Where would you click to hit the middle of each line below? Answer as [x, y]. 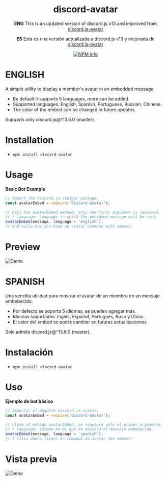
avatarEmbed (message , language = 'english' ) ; [54, 222]
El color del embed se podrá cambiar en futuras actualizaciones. [80, 322]
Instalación [29, 352]
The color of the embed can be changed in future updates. [74, 109]
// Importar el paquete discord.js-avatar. [52, 411]
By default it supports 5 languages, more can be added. [71, 98]
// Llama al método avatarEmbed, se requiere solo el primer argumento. [84, 424]
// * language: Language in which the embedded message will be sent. [82, 217]
